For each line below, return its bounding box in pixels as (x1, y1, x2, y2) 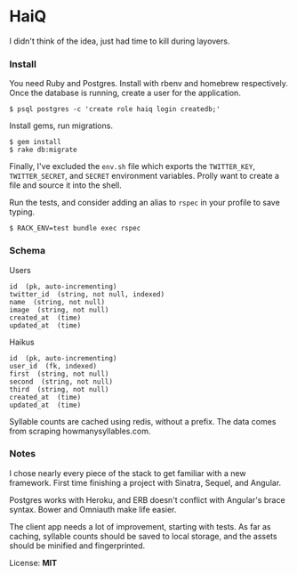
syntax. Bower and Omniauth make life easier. (9, 504, 177, 514)
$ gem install (9, 138, 62, 147)
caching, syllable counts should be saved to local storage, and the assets (9, 530, 277, 541)
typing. (9, 207, 36, 217)
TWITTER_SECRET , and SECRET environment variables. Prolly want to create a (9, 171, 280, 182)
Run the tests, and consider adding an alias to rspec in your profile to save (9, 198, 280, 208)
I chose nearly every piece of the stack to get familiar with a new (9, 467, 246, 478)
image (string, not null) (9, 305, 109, 314)
